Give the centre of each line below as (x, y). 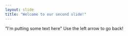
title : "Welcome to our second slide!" (46, 14)
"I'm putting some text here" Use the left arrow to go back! (64, 28)
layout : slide (20, 10)
